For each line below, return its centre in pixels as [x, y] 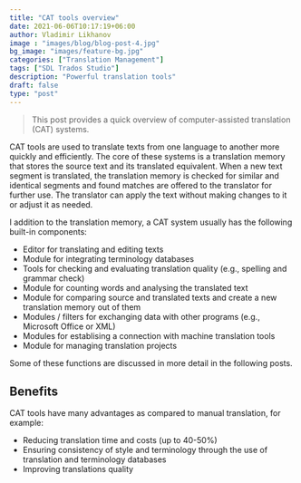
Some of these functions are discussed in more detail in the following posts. [151, 362]
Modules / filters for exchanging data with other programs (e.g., [141, 316]
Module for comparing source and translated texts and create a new [150, 297]
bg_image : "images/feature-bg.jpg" [77, 52]
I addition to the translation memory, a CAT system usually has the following [151, 222]
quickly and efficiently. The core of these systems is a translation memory [147, 156]
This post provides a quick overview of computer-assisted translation [161, 120]
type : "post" [34, 93]
